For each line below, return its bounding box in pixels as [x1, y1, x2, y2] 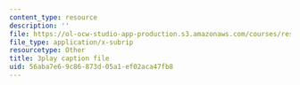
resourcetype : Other [9, 46, 87, 55]
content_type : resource [9, 12, 98, 22]
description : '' [9, 21, 70, 30]
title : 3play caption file [9, 54, 110, 63]
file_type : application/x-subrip [9, 37, 134, 47]
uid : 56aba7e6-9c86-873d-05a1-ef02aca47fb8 [9, 63, 174, 72]
